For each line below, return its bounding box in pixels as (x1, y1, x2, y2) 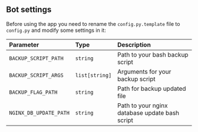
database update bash (117, 108, 180, 117)
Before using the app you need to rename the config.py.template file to (6, 20, 180, 27)
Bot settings (6, 5, 52, 15)
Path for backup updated (117, 84, 187, 93)
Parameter (9, 41, 39, 49)
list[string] (75, 72, 112, 78)
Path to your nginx (117, 101, 168, 110)
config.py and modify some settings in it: (6, 27, 106, 34)
